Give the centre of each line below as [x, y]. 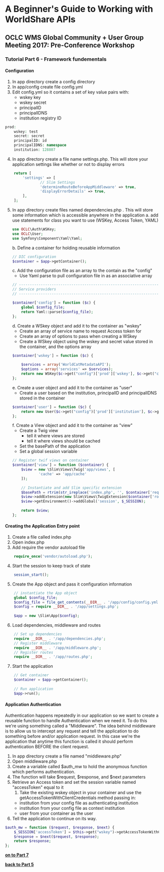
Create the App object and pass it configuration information [72, 584]
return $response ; [32, 841]
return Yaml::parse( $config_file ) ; [57, 312]
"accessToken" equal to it [38, 787]
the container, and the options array [55, 347]
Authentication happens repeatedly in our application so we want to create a [82, 715]
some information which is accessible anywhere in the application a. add [85, 215]
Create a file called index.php [42, 537]
